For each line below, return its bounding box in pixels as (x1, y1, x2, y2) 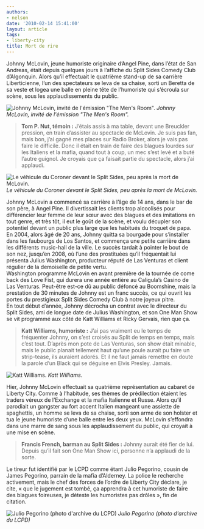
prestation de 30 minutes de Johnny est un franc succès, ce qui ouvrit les (6, 289, 192, 297)
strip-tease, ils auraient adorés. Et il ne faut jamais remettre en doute (21, 353, 194, 360)
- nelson (6, 15, 29, 21)
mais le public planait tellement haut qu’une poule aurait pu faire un (21, 346, 190, 353)
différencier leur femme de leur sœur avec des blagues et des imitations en (6, 211, 195, 218)
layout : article (6, 26, 47, 32)
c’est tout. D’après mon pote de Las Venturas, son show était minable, (21, 340, 197, 347)
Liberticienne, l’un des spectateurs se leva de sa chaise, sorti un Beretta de (6, 79, 195, 86)
